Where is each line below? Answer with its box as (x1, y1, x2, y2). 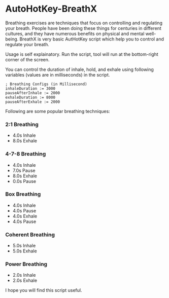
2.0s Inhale (12, 272, 36, 278)
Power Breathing (5, 260, 47, 268)
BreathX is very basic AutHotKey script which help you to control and (19, 36, 164, 42)
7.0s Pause (12, 167, 36, 173)
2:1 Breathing (5, 121, 39, 128)
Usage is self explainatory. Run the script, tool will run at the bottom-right (5, 51, 158, 57)
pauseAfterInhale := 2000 (5, 90, 60, 95)
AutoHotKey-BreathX (5, 3, 97, 15)
